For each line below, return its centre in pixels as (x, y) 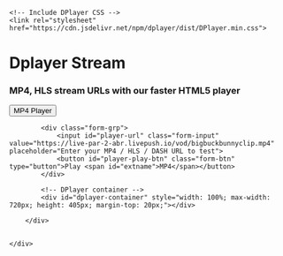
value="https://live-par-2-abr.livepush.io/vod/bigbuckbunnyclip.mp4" (142, 144)
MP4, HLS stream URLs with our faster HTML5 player (125, 91)
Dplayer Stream (68, 63)
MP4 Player (33, 111)
